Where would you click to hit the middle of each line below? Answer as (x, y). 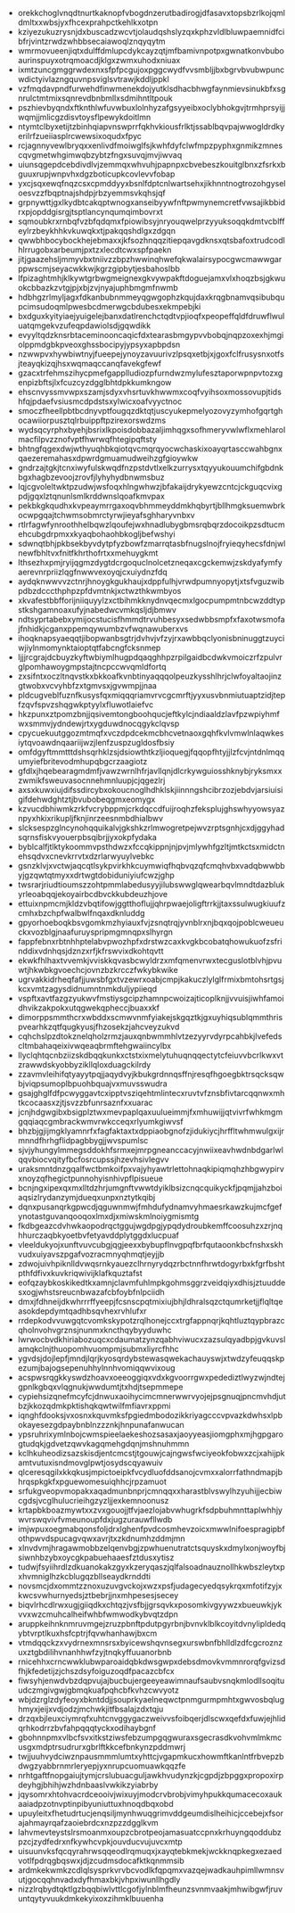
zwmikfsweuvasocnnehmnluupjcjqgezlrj (91, 780)
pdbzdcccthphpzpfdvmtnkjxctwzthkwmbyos (99, 591)
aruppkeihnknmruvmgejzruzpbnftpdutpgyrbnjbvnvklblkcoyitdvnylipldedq (152, 1624)
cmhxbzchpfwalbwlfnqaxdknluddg (81, 913)
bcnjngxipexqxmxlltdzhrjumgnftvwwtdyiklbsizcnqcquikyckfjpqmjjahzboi (150, 1188)
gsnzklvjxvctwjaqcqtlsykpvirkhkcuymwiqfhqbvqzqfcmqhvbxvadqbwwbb (151, 866)
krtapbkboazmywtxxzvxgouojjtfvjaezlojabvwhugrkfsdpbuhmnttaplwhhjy (150, 1510)
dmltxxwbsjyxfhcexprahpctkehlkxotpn (88, 22)
